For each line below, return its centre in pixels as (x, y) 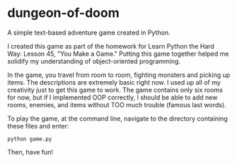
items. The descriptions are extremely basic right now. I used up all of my (114, 82)
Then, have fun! (30, 152)
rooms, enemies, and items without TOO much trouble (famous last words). (117, 104)
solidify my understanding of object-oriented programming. (94, 61)
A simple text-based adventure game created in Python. (89, 32)
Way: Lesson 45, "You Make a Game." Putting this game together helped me (118, 54)
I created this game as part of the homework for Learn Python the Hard (111, 46)
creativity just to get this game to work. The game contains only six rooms (115, 90)
